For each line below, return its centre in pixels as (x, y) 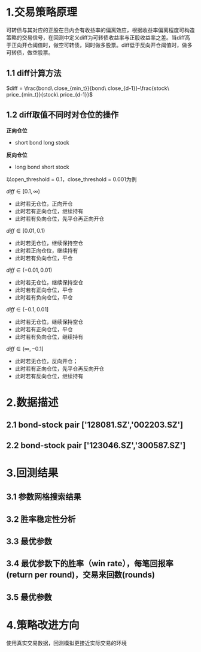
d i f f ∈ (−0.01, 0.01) (29, 270)
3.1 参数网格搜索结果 (44, 497)
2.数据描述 (32, 402)
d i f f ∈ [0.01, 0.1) (26, 230)
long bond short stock (42, 167)
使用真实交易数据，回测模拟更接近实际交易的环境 (66, 643)
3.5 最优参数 (29, 597)
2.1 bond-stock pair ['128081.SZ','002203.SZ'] (95, 425)
